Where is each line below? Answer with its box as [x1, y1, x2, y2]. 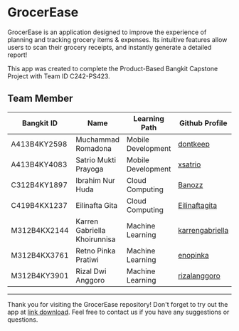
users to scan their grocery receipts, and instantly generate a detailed [7, 43, 212, 51]
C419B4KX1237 [11, 200, 68, 210]
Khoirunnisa [75, 234, 116, 244]
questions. [7, 315, 38, 324]
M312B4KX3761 [11, 250, 69, 260]
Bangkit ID [21, 118, 58, 128]
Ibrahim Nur [75, 175, 115, 185]
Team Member [7, 93, 73, 105]
